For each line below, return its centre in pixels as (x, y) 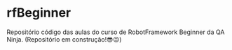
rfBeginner (39, 13)
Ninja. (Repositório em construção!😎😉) (64, 39)
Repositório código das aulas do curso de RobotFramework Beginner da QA (116, 32)
